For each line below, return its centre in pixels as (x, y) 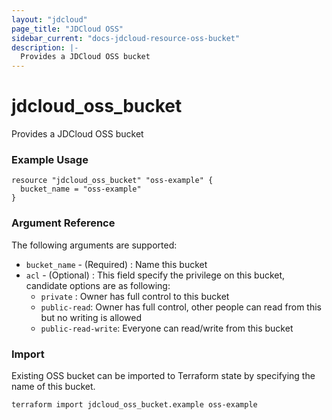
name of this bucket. (53, 386)
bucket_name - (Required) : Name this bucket (116, 264)
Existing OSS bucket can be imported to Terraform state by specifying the (163, 375)
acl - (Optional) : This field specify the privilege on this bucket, (155, 275)
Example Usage (50, 159)
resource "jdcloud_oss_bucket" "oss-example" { (112, 181)
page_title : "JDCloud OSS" (67, 29)
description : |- (45, 47)
